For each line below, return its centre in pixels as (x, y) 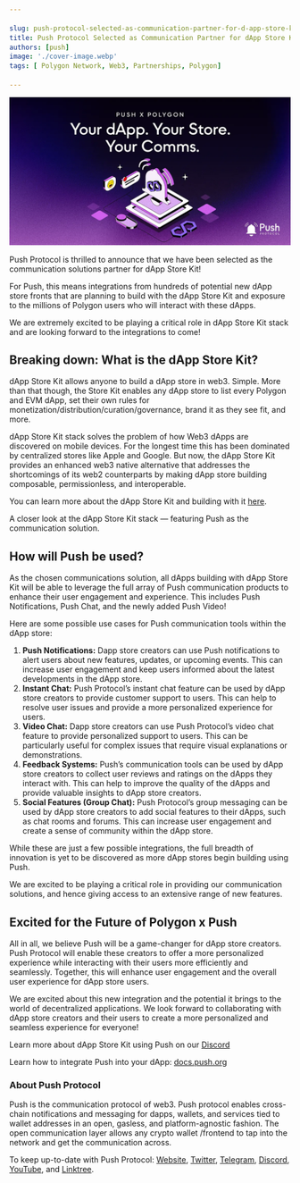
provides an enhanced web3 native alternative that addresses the (130, 466)
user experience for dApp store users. (79, 982)
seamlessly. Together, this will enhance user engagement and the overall (143, 972)
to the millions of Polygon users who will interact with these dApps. (133, 305)
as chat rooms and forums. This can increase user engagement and (147, 821)
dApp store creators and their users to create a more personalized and (139, 1018)
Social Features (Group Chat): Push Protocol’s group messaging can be (155, 802)
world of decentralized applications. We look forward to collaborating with (145, 1009)
